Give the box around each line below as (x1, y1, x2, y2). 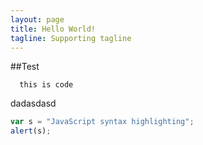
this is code (19, 80, 74, 90)
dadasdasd (10, 97, 57, 110)
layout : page (10, 14, 65, 25)
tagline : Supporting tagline (10, 33, 132, 43)
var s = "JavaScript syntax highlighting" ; (10, 117, 195, 127)
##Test (10, 61, 40, 73)
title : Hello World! (10, 24, 97, 34)
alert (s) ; (10, 126, 52, 136)
